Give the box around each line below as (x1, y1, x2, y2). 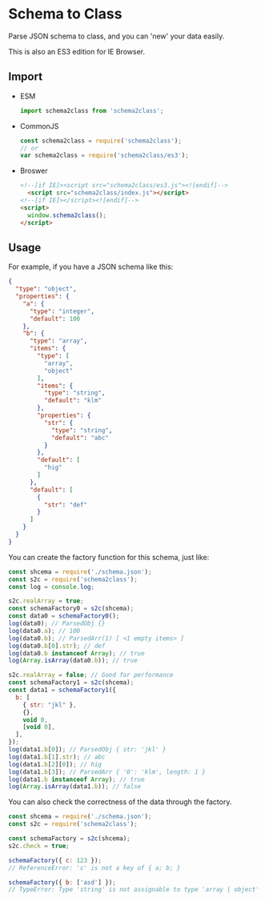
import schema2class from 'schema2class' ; (19, 106, 164, 114)
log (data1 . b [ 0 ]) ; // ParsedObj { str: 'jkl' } (8, 746, 167, 754)
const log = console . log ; (8, 583, 94, 591)
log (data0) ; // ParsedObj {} (8, 619, 106, 628)
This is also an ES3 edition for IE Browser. (8, 46, 146, 56)
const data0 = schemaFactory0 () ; (8, 612, 120, 620)
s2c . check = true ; (8, 842, 70, 850)
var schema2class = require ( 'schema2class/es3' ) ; (19, 151, 190, 160)
